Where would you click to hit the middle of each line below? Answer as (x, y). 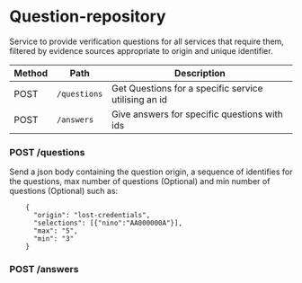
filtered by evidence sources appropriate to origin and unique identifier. (141, 50)
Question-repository (88, 17)
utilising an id (140, 99)
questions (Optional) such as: (64, 191)
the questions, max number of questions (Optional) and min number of (140, 181)
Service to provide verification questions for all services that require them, (147, 41)
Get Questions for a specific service (187, 88)
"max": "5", (55, 231)
